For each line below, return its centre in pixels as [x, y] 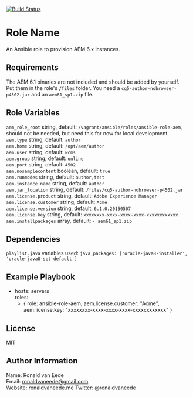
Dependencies [33, 239]
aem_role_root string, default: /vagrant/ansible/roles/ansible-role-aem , [94, 127]
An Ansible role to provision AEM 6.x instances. [63, 49]
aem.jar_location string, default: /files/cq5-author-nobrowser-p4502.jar [95, 189]
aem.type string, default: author [43, 139]
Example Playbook [40, 277]
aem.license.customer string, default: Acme [57, 202]
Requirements [32, 68]
